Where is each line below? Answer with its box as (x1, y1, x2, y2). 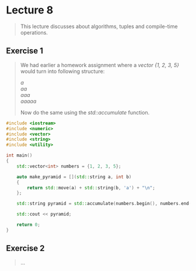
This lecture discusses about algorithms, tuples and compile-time (20, 23, 178, 30)
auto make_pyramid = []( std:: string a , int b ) (16, 173, 132, 180)
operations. (20, 29, 48, 36)
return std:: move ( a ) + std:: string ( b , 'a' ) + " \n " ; (27, 185, 156, 190)
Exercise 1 (6, 46, 44, 56)
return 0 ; (16, 222, 41, 228)
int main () (6, 152, 33, 158)
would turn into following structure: (20, 68, 105, 75)
